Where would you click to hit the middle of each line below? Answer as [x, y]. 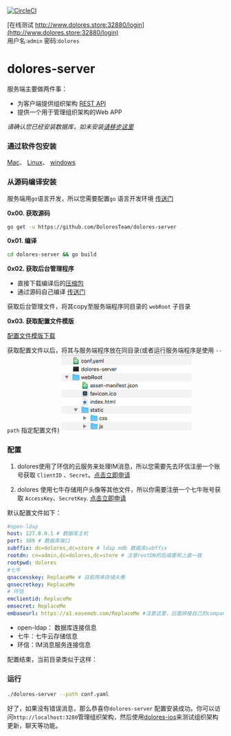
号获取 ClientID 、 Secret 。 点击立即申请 [74, 475]
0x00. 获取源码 [29, 213]
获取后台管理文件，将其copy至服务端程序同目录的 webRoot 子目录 [99, 307]
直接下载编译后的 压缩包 [50, 283]
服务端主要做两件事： [37, 89]
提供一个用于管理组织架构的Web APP [69, 112]
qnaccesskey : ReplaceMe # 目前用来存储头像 [66, 577]
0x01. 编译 [22, 241]
